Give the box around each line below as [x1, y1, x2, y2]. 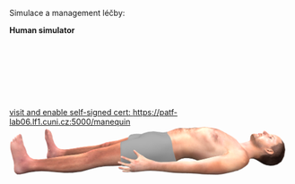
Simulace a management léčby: [9, 8, 126, 18]
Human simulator [9, 25, 75, 35]
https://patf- [133, 107, 178, 117]
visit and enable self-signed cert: [9, 107, 132, 117]
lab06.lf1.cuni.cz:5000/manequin [9, 116, 131, 127]
